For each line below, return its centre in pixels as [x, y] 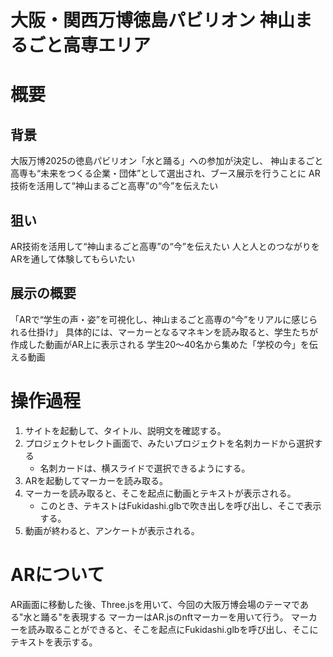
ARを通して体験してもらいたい [73, 259]
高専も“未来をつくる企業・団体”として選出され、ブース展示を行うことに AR [165, 173]
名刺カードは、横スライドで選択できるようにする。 [145, 468]
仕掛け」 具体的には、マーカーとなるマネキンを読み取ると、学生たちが [172, 332]
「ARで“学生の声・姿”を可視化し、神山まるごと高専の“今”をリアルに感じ [160, 319]
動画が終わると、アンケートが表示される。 [112, 530]
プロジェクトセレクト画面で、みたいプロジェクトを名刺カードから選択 [169, 443]
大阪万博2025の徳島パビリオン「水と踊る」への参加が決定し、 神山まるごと [167, 161]
